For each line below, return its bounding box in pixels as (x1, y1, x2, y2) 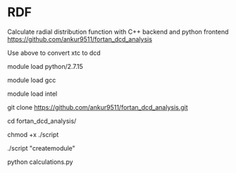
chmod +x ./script (7, 130, 59, 139)
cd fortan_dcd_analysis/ (7, 117, 77, 125)
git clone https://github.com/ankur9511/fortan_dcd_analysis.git (7, 103, 188, 111)
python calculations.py (7, 158, 73, 166)
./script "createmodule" (7, 143, 75, 152)
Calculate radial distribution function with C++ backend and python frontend (7, 27, 229, 36)
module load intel (7, 89, 58, 98)
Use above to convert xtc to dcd (7, 49, 101, 57)
